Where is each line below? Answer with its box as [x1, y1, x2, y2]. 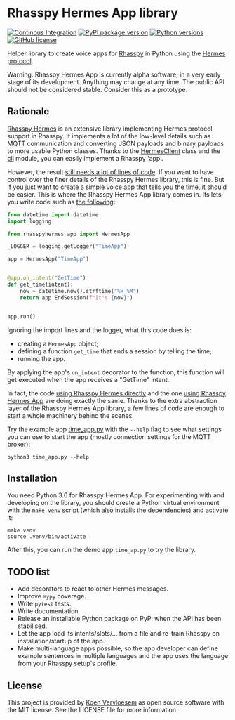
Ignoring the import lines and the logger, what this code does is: [7, 325, 192, 334]
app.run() [7, 313, 36, 320]
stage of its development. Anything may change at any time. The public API [7, 77, 225, 86]
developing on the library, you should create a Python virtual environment [7, 499, 220, 507]
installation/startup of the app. [17, 637, 105, 646]
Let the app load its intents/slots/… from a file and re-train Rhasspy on [17, 629, 220, 638]
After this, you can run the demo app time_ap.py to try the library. [7, 546, 196, 554]
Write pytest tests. [17, 599, 72, 608]
